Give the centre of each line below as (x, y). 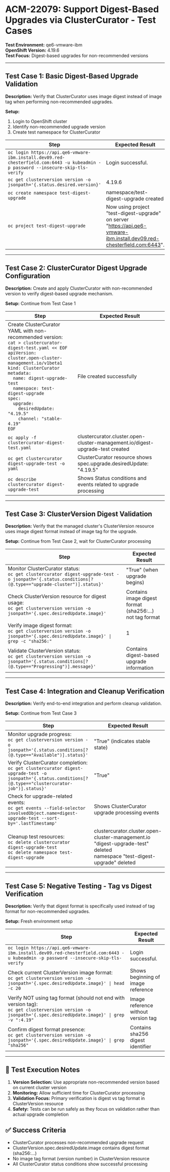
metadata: (19, 373)
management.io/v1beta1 (35, 363)
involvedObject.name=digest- (43, 813)
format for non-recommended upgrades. (48, 911)
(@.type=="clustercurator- (40, 784)
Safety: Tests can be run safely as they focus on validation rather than (86, 1109)
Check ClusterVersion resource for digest (57, 596)
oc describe (22, 479)
